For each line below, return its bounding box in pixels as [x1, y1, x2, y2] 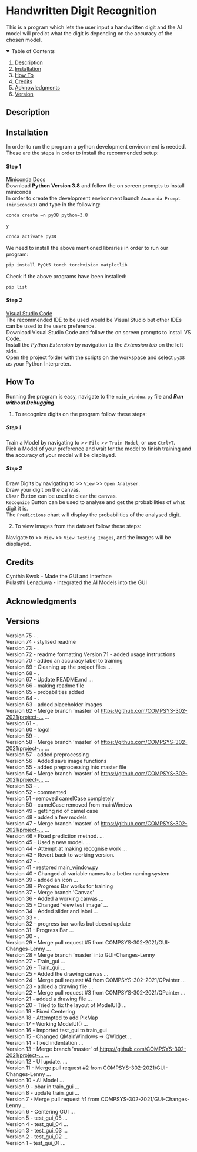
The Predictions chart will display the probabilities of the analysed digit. [6, 511, 181, 518]
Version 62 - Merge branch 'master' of [6, 707, 100, 714]
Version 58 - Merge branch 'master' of [6, 738, 100, 745]
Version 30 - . [6, 933, 39, 940]
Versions [6, 616, 40, 626]
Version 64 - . [6, 695, 39, 702]
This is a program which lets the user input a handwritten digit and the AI [6, 24, 182, 31]
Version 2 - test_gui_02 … [6, 1133, 68, 1140]
